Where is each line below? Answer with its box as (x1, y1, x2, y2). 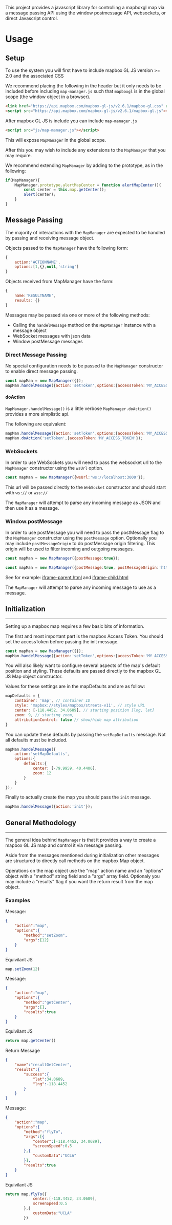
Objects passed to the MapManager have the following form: (5, 245, 128, 251)
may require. (5, 152, 32, 158)
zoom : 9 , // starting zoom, (14, 712, 74, 717)
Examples (5, 897, 31, 904)
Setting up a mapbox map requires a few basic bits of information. (5, 623, 145, 629)
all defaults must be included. (5, 737, 68, 743)
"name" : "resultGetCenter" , (14, 1062, 72, 1068)
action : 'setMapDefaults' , (14, 751, 70, 757)
